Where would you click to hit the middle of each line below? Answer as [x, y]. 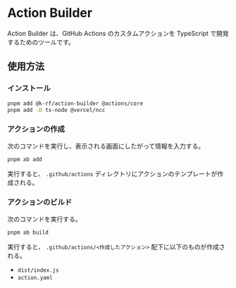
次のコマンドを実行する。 [44, 219]
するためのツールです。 [41, 42]
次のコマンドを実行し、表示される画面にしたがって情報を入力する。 [106, 146]
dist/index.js [38, 270]
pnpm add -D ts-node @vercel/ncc [56, 110]
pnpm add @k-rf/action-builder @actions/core [75, 104]
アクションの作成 [36, 130]
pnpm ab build [28, 232]
